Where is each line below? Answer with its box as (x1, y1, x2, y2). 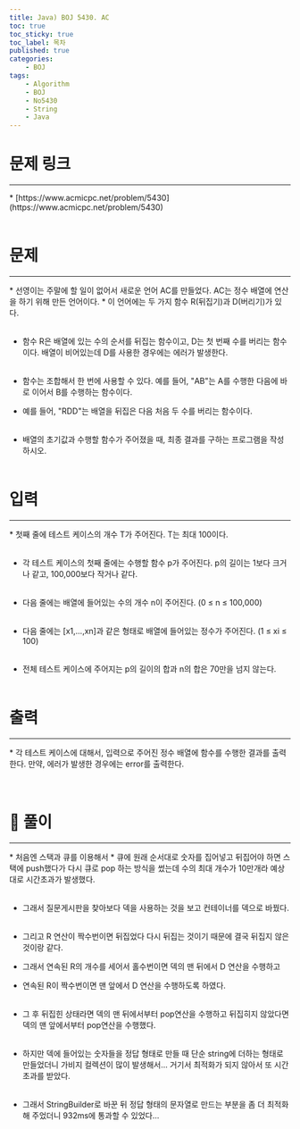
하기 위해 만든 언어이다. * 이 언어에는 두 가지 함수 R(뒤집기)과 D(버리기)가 (18, 297, 273, 306)
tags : (9, 71, 29, 80)
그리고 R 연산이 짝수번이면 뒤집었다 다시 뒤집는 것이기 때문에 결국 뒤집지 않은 (21, 931, 290, 941)
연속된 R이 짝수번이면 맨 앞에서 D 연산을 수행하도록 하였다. (21, 980, 226, 991)
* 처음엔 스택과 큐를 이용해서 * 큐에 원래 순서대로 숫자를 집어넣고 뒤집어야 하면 (9, 851, 281, 862)
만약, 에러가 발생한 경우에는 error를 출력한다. (28, 758, 185, 769)
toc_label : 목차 (9, 38, 66, 47)
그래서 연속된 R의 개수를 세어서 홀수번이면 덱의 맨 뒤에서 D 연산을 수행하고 (21, 961, 281, 972)
